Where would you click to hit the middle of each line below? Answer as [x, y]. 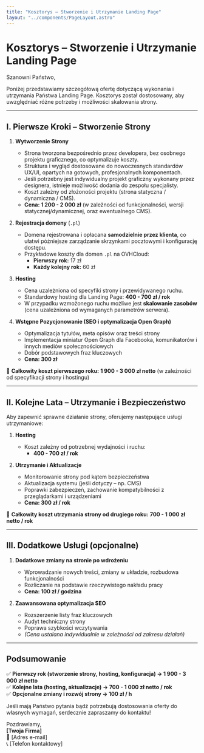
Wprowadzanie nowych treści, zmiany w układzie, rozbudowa [101, 572]
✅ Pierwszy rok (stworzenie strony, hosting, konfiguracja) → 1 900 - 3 [96, 673]
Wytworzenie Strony [42, 141]
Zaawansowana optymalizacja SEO [60, 603]
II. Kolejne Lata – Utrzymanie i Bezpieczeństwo [96, 402]
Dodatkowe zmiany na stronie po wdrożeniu [72, 560]
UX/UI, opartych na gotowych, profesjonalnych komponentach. [103, 172]
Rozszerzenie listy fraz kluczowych [68, 615]
